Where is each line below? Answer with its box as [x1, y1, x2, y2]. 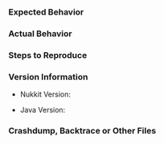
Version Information [8, 71, 88, 82]
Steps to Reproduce [8, 49, 88, 60]
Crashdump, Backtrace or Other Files [8, 125, 157, 136]
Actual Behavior [8, 27, 72, 39]
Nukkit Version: [19, 89, 71, 99]
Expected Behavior [8, 6, 84, 18]
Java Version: [19, 105, 66, 115]
